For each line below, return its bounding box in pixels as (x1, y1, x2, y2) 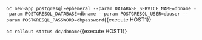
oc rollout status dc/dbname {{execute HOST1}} (6, 27, 127, 35)
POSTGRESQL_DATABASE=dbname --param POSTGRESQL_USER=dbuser (25, 11, 181, 17)
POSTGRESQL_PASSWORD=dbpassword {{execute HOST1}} (22, 16, 152, 23)
